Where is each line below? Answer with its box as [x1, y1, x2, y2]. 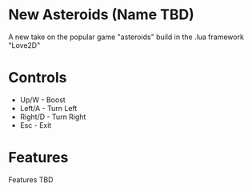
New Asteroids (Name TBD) [8, 6, 194, 24]
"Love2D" [8, 40, 41, 50]
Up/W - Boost [19, 94, 66, 105]
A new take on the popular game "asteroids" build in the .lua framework [8, 32, 244, 42]
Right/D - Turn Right [19, 112, 86, 121]
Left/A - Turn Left [19, 103, 78, 113]
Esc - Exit [19, 120, 52, 129]
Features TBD [8, 174, 54, 185]
